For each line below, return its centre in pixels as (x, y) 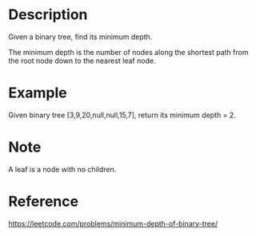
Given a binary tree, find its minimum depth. (80, 37)
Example (38, 93)
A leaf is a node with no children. (62, 169)
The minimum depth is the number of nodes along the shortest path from (128, 52)
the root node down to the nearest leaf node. (82, 61)
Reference (43, 202)
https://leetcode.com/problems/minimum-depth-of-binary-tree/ (113, 223)
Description (48, 15)
